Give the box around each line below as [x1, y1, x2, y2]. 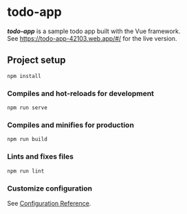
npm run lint [7, 167, 45, 175]
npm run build [7, 136, 48, 143]
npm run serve [7, 104, 48, 111]
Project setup [7, 55, 67, 66]
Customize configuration [7, 184, 93, 193]
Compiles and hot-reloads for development [7, 88, 155, 98]
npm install [7, 72, 41, 79]
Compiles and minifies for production [7, 120, 134, 130]
